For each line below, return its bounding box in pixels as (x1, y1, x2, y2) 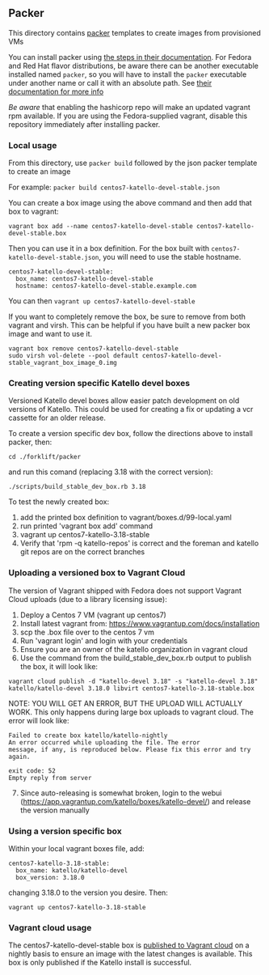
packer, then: (8, 437, 53, 447)
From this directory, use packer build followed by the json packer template (8, 158, 258, 168)
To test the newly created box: (8, 497, 110, 507)
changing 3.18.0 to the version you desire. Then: (8, 888, 168, 897)
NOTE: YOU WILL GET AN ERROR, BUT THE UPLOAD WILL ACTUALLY (8, 698, 243, 708)
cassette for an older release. (8, 413, 107, 423)
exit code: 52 (8, 766, 57, 775)
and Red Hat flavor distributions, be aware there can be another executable (8, 61, 258, 70)
